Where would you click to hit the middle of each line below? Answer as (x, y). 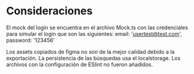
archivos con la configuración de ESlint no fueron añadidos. (80, 64)
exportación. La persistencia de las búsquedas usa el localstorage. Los (93, 58)
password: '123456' (30, 40)
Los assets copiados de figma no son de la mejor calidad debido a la (90, 51)
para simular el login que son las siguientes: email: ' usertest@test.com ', (94, 33)
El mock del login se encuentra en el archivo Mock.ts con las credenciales (97, 27)
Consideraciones (50, 11)
